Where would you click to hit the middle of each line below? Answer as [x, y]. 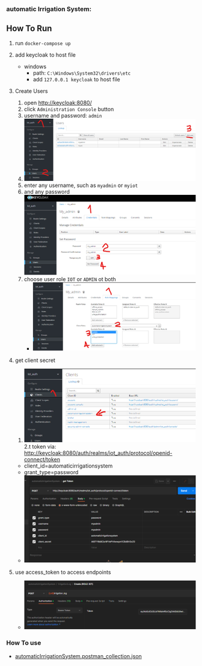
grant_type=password [51, 472]
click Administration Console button [69, 109]
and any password [47, 191]
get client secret [35, 360]
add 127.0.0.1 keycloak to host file [76, 79]
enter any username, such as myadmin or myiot [81, 185]
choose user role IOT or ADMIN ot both [70, 279]
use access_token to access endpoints [63, 572]
